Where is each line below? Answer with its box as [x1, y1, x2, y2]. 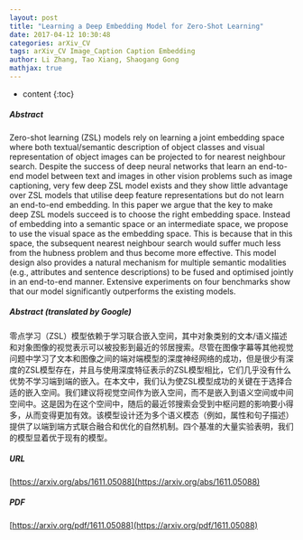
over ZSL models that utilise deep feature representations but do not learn [9, 189, 284, 200]
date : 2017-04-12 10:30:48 [9, 30, 111, 39]
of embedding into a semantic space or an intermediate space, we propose [9, 218, 289, 229]
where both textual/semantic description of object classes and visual [9, 141, 265, 152]
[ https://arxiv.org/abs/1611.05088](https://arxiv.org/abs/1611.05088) [9, 476, 261, 487]
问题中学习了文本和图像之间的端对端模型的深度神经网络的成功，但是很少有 [9, 353, 286, 364]
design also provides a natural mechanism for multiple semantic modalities [9, 257, 287, 268]
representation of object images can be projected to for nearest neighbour [9, 151, 286, 162]
